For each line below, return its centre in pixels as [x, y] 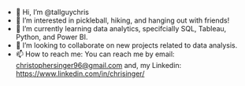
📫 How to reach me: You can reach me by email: [95, 54]
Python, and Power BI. [52, 37]
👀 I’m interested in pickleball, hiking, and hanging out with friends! [122, 20]
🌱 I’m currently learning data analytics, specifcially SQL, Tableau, [121, 29]
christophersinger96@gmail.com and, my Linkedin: [98, 65]
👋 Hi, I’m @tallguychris [52, 12]
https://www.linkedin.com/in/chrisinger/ [80, 73]
